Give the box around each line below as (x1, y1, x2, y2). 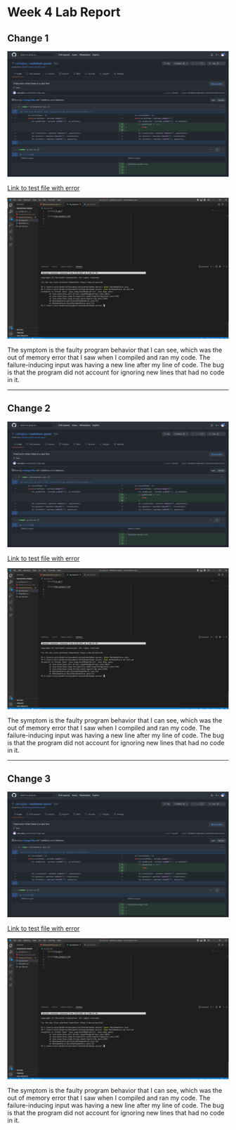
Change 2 (7, 402, 51, 414)
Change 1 (7, 32, 49, 44)
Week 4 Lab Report (7, 4, 121, 20)
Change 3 (7, 773, 51, 784)
